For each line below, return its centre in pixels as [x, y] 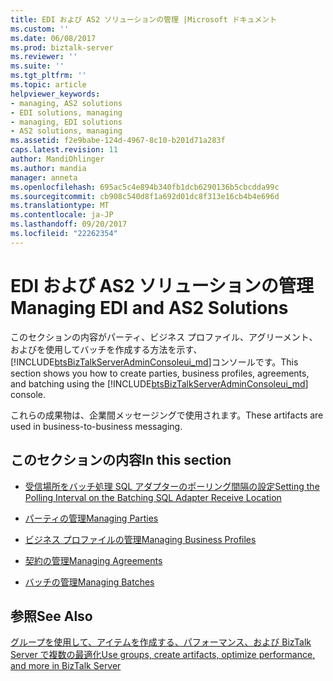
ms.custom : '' [40, 29]
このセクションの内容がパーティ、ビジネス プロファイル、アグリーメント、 [164, 337]
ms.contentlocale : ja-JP [62, 215]
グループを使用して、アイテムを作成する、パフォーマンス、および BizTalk [161, 642]
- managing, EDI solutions [66, 122]
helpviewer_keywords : [55, 94]
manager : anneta [44, 177]
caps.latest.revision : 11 [64, 150]
